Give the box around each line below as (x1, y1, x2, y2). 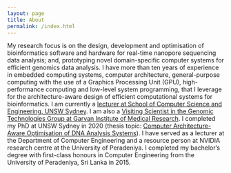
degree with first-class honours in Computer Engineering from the (7, 151, 195, 159)
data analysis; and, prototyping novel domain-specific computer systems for (7, 56, 224, 65)
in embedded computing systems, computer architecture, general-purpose (7, 71, 221, 79)
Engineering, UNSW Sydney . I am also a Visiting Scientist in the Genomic (7, 107, 214, 115)
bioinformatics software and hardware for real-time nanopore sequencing (7, 49, 217, 57)
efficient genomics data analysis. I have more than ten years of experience (7, 63, 219, 72)
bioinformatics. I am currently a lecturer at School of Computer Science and (7, 100, 223, 108)
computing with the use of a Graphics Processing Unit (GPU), (7, 78, 181, 86)
